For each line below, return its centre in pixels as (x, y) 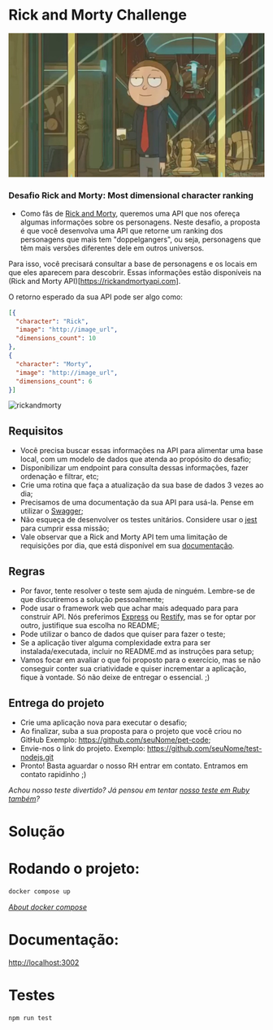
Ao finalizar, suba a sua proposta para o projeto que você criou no (131, 731)
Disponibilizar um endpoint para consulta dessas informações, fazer (134, 468)
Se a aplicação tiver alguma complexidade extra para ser (115, 643)
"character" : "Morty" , (54, 364)
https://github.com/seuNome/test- (204, 748)
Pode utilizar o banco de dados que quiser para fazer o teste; (123, 634)
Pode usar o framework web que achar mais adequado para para (129, 609)
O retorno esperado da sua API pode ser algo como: (95, 297)
